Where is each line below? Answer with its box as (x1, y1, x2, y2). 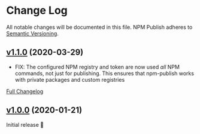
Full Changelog (6, 88, 44, 95)
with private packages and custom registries (14, 76, 125, 83)
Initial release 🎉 (6, 121, 44, 128)
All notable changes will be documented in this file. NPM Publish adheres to (6, 23, 193, 31)
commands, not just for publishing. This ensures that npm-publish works (14, 70, 195, 77)
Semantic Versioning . (6, 29, 59, 37)
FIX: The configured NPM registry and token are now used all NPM (14, 63, 180, 70)
